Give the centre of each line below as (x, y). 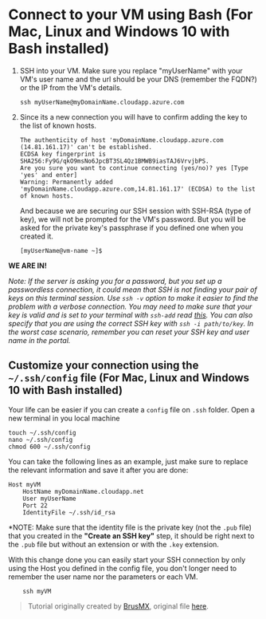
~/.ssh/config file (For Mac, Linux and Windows (129, 378)
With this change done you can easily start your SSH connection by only (127, 559)
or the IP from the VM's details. (71, 87)
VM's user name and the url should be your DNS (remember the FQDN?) (138, 79)
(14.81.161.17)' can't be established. (86, 147)
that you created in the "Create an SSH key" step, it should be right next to (131, 535)
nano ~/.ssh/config (41, 440)
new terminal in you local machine (64, 418)
